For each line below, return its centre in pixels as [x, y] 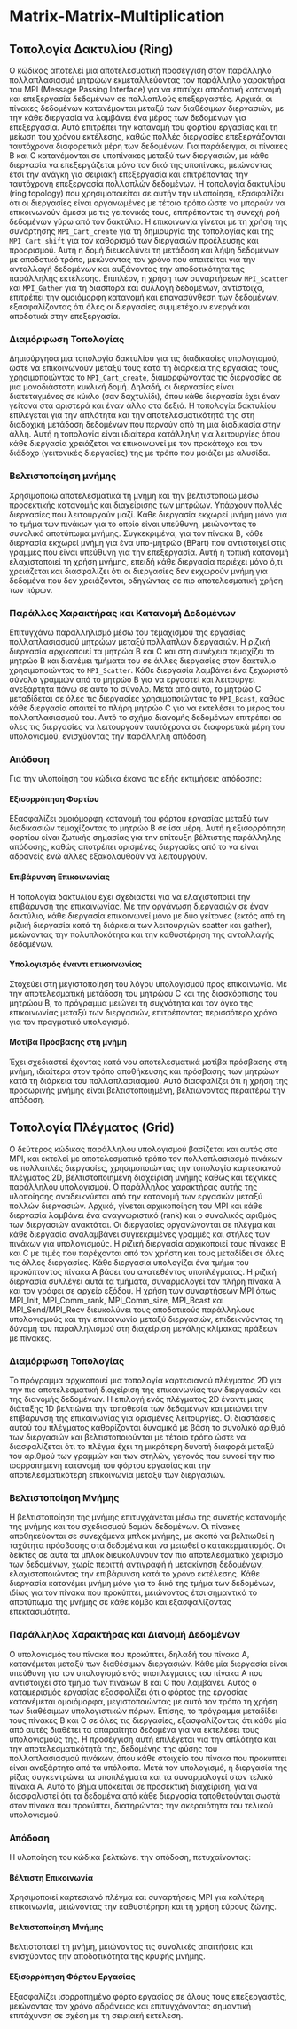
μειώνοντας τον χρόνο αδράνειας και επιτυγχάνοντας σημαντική [130, 2006]
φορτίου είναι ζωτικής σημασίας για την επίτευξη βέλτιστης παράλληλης [145, 838]
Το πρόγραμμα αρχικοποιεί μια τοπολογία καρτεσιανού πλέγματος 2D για [145, 1381]
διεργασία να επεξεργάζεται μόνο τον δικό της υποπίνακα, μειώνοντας [141, 165]
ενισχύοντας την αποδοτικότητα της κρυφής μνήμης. [107, 1956]
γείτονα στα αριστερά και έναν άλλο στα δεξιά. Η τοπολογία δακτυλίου [143, 405]
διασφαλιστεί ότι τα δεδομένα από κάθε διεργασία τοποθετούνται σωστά [145, 1796]
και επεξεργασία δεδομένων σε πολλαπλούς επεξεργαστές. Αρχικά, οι [141, 99]
